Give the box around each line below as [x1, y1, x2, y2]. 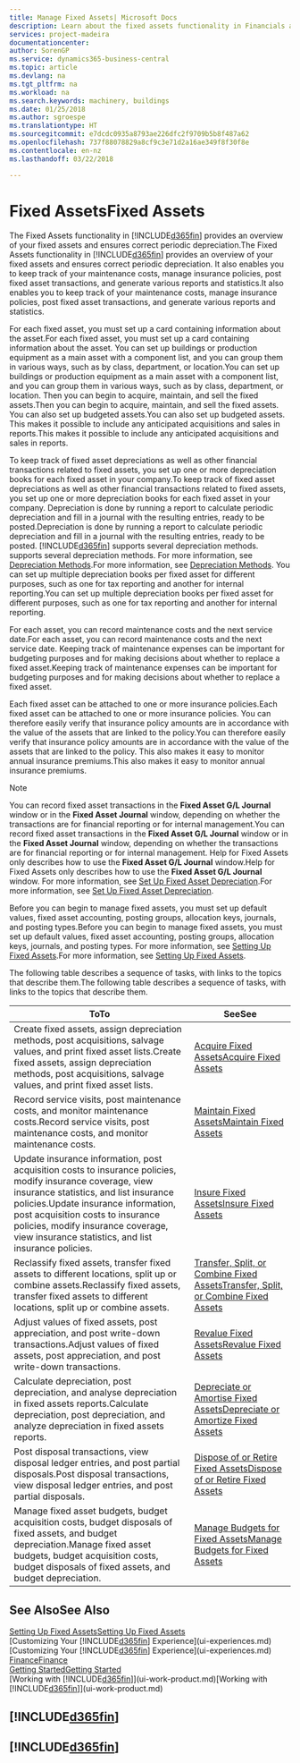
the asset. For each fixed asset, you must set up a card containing [9, 333, 250, 344]
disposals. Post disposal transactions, [13, 1468, 170, 1480]
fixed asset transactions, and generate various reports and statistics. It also [9, 278, 284, 289]
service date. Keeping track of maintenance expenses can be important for [9, 643, 286, 654]
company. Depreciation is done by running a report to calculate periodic [9, 503, 274, 513]
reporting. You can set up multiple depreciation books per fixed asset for [9, 588, 274, 599]
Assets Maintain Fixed [194, 1115, 284, 1128]
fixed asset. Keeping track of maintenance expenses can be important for [9, 663, 278, 674]
